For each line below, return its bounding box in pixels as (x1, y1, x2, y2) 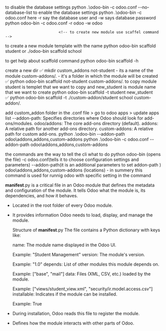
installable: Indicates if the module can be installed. (12, 291, 118, 297)
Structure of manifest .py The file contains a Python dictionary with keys (12, 227, 161, 233)
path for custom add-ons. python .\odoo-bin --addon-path (5, 131, 125, 137)
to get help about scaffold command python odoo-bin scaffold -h (5, 58, 139, 64)
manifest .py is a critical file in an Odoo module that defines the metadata (5, 182, 155, 188)
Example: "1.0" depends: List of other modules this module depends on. (12, 261, 160, 267)
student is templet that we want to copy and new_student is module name (5, 84, 156, 90)
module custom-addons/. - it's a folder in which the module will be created (5, 73, 158, 79)
